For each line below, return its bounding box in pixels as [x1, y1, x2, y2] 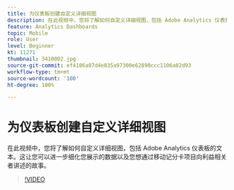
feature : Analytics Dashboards [7, 23, 98, 30]
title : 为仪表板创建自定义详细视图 [7, 10, 97, 17]
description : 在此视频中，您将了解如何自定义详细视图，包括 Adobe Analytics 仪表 [7, 17, 226, 24]
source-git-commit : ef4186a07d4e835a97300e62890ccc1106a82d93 [7, 62, 192, 69]
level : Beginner [7, 42, 54, 49]
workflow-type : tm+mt [7, 68, 70, 75]
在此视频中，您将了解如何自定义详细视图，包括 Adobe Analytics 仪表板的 [7, 144, 217, 152]
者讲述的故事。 [7, 161, 50, 170]
